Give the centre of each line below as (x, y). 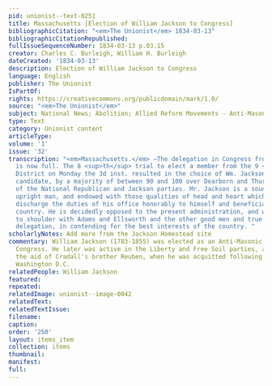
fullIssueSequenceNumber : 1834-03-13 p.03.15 (86, 46)
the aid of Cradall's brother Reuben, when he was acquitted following (139, 257)
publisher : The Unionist (50, 83)
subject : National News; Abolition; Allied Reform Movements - (117, 114)
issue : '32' (28, 151)
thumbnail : (27, 354)
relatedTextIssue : (39, 309)
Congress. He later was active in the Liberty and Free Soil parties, (137, 249)
